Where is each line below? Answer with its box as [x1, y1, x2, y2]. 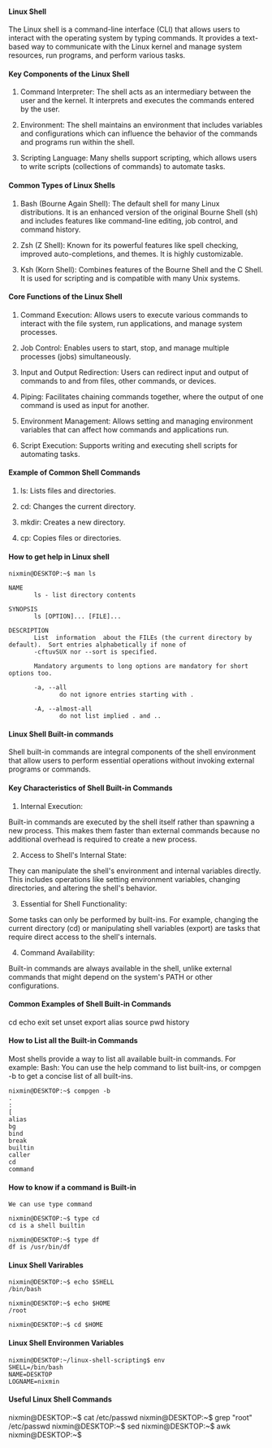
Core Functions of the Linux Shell [8, 292, 123, 302]
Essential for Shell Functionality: [19, 898, 127, 908]
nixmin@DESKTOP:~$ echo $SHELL [8, 1278, 114, 1286]
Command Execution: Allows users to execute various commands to [19, 310, 248, 320]
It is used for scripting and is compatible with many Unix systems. [19, 273, 241, 283]
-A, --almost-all [33, 705, 93, 713]
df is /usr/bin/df [8, 1243, 71, 1251]
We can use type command [8, 1200, 93, 1209]
